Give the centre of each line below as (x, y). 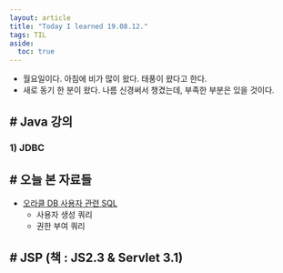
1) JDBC (27, 148)
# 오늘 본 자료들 (51, 180)
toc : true (36, 52)
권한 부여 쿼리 (61, 226)
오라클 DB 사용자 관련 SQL (70, 203)
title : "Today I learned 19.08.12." (79, 26)
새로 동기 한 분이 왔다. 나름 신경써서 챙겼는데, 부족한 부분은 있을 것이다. (148, 90)
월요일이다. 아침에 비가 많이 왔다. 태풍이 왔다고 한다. (115, 79)
